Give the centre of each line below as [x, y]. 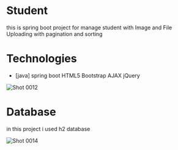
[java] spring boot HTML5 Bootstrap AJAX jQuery [78, 75]
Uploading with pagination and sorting [54, 34]
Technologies [42, 59]
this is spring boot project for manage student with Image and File [89, 27]
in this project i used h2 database [48, 129]
